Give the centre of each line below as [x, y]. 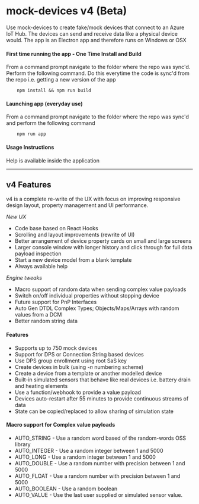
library [23, 444]
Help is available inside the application [53, 160]
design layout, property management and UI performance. [77, 205]
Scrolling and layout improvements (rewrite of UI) [75, 235]
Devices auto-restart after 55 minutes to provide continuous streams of [102, 398]
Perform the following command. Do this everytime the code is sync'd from [98, 73]
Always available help [41, 267]
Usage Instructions [30, 147]
